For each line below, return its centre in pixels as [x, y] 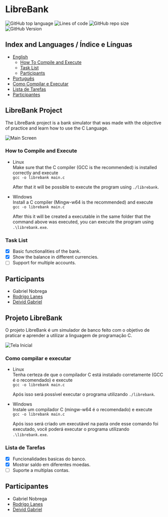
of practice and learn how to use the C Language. [57, 128]
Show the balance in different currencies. [55, 257]
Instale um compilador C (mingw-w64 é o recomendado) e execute [82, 410]
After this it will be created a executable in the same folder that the [81, 216]
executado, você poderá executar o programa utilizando [71, 429]
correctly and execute [35, 173]
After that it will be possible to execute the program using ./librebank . [86, 187]
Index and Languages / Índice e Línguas [69, 45]
